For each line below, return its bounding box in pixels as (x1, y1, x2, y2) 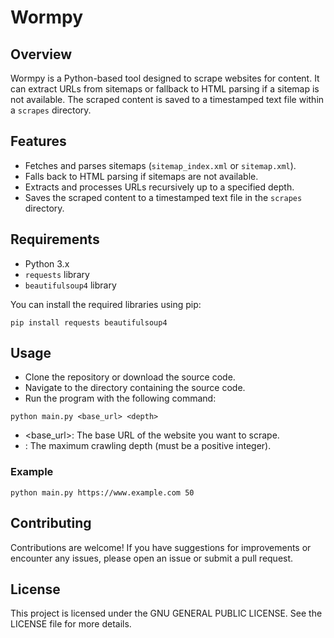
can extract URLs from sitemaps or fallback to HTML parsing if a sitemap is (10, 83, 320, 95)
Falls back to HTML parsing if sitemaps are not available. (24, 170, 259, 182)
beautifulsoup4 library (24, 279, 117, 291)
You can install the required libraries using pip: (10, 298, 202, 310)
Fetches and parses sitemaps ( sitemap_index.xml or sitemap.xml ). (24, 159, 297, 171)
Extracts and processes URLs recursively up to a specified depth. (24, 181, 295, 193)
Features (10, 133, 67, 150)
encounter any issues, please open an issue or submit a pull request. (10, 552, 294, 564)
